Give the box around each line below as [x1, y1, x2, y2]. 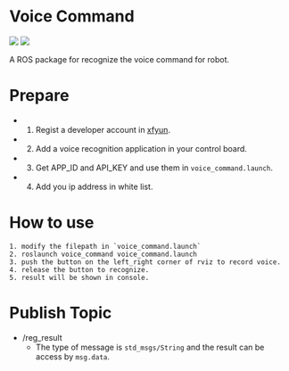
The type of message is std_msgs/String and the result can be [35, 342, 265, 352]
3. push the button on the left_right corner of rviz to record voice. [9, 257, 281, 267]
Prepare [9, 86, 70, 106]
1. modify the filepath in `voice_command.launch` [9, 242, 202, 251]
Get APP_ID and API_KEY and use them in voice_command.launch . [35, 162, 274, 173]
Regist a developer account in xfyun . [35, 124, 171, 135]
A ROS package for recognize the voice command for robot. [9, 54, 230, 64]
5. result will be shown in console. [9, 273, 150, 282]
